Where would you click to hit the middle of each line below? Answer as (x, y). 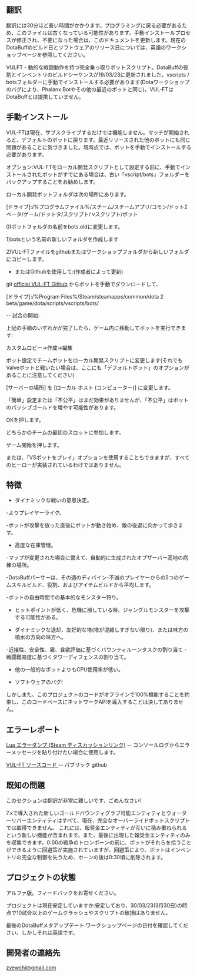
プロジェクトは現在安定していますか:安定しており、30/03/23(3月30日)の (94, 905)
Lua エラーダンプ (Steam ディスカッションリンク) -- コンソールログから (93, 745)
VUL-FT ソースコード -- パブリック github (57, 765)
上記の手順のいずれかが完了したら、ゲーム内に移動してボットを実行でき (94, 327)
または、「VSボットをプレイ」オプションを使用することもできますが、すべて (98, 457)
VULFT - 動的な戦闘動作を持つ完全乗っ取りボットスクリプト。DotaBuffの (95, 67)
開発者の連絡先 (33, 953)
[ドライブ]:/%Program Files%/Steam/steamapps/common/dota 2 (85, 296)
